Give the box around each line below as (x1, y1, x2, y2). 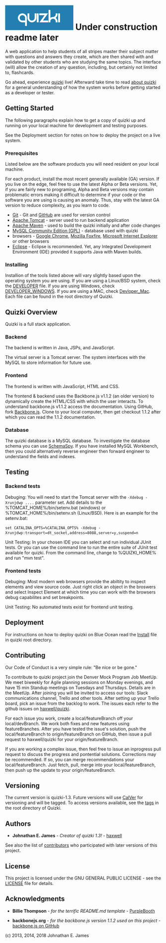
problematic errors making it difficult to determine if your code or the (5, 192, 146, 198)
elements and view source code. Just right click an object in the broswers (5, 584, 156, 590)
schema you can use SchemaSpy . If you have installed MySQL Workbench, (5, 443, 159, 449)
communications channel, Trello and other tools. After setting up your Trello (5, 695, 160, 701)
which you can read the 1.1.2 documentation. (5, 414, 96, 420)
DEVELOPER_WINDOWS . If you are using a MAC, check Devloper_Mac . (5, 288, 151, 294)
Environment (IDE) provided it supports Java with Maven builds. (12, 249, 143, 255)
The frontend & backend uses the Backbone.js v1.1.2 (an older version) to (5, 393, 155, 399)
